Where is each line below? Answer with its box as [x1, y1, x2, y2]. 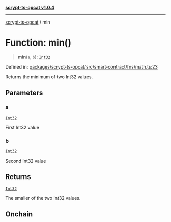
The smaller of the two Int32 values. [5, 195, 81, 201]
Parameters [5, 88, 43, 97]
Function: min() [5, 37, 71, 49]
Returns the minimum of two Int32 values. [5, 74, 93, 80]
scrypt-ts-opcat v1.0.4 [5, 5, 55, 10]
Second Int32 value [5, 158, 46, 164]
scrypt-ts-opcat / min [5, 19, 50, 25]
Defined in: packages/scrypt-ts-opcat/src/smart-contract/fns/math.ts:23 [5, 63, 158, 70]
